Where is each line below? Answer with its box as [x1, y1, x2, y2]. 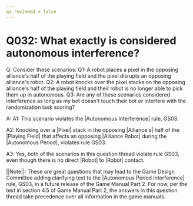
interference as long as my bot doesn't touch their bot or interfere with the [6, 97, 187, 104]
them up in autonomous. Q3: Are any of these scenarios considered [6, 91, 171, 98]
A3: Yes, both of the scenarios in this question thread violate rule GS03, [6, 150, 179, 157]
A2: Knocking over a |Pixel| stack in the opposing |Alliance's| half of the [6, 126, 179, 133]
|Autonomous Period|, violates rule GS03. [6, 139, 107, 146]
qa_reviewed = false [6, 8, 57, 15]
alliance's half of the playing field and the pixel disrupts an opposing [6, 72, 172, 79]
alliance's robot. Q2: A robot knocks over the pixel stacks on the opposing [6, 78, 185, 85]
